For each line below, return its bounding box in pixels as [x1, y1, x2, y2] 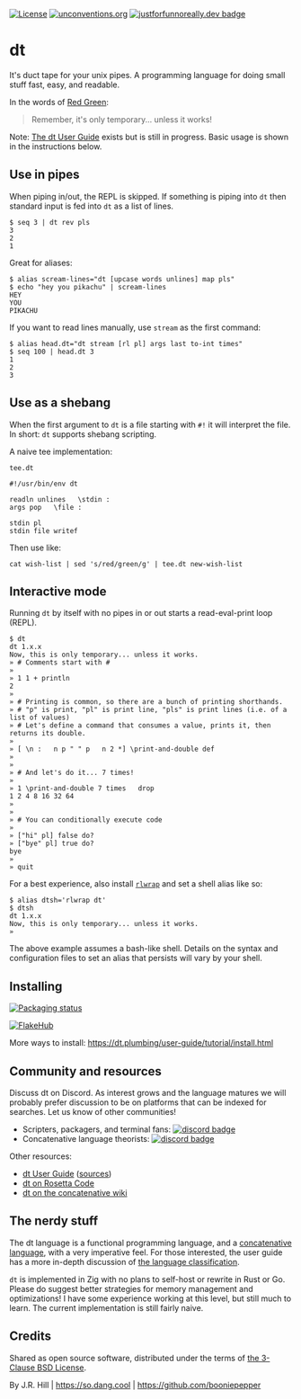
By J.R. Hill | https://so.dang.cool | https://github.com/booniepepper [9, 1379, 261, 1390]
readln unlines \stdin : [9, 495, 111, 503]
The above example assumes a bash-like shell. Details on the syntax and [9, 943, 279, 954]
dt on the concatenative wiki [22, 1188, 128, 1198]
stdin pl [9, 518, 42, 528]
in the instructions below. [9, 140, 102, 152]
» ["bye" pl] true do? [9, 839, 94, 849]
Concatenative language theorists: [22, 1134, 150, 1144]
